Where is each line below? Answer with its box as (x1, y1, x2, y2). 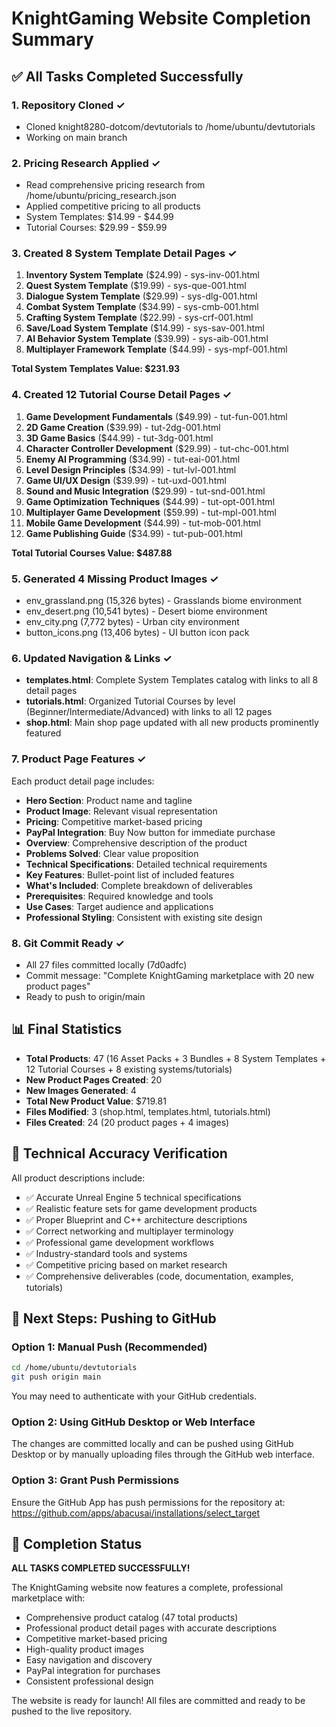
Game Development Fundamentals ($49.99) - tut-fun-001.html (25, 410, 288, 422)
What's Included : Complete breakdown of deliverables (25, 879, 253, 891)
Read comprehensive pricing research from (25, 179, 206, 191)
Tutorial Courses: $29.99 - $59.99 (25, 222, 168, 234)
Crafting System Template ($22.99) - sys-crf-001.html (25, 312, 254, 324)
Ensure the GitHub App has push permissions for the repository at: (11, 1496, 286, 1508)
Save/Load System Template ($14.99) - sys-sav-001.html (25, 322, 265, 334)
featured (25, 727, 62, 739)
